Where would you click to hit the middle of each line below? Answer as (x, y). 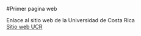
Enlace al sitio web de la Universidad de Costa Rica (71, 20)
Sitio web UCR (24, 27)
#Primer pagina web (32, 9)
